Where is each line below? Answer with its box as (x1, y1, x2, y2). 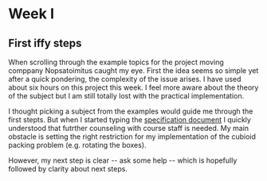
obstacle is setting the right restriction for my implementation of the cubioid (8, 132, 257, 141)
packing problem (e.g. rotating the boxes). (8, 141, 147, 149)
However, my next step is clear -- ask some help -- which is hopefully (8, 156, 238, 165)
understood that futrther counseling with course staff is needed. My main (8, 124, 249, 133)
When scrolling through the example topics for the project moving (8, 57, 225, 67)
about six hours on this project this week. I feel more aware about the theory (8, 83, 259, 92)
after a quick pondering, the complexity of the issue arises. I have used (8, 75, 241, 83)
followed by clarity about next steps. (8, 164, 128, 173)
